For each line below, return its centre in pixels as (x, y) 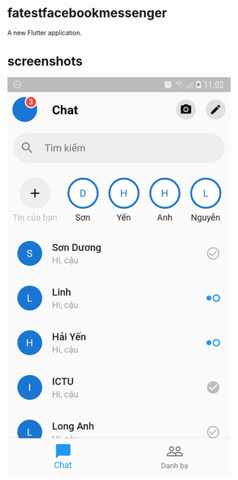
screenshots (45, 61)
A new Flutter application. (45, 33)
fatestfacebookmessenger (87, 13)
